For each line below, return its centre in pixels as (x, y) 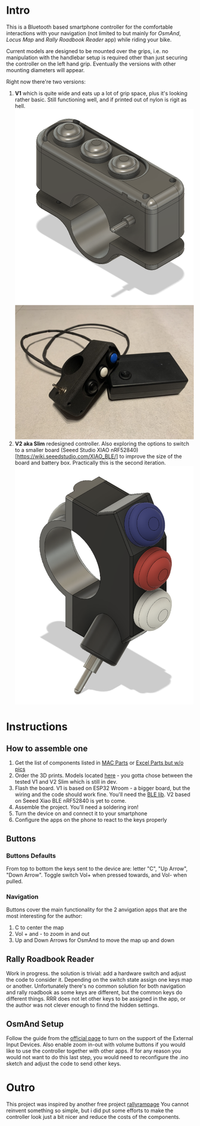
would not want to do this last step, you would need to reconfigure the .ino (97, 1057)
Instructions (37, 727)
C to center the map (39, 927)
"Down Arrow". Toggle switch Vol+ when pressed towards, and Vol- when (97, 875)
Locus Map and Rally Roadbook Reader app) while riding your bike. (89, 39)
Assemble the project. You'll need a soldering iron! (76, 807)
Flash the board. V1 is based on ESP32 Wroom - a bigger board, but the (102, 788)
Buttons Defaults (31, 855)
